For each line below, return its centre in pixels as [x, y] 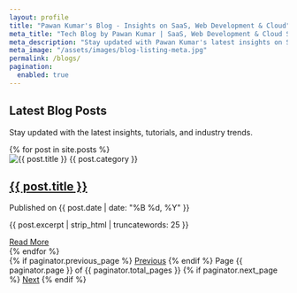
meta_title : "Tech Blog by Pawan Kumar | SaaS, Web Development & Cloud [146, 34]
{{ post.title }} [49, 186]
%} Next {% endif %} [48, 280]
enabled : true [43, 75]
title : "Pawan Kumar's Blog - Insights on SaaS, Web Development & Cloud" [150, 26]
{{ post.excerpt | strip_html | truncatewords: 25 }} [99, 225]
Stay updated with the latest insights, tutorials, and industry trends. [131, 132]
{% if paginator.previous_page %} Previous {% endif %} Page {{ [126, 261]
